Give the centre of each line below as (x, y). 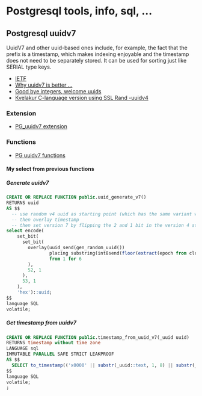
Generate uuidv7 (28, 182)
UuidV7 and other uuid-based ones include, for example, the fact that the (97, 48)
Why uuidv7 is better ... (44, 85)
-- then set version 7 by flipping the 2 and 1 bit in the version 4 (100, 225)
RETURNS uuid (23, 203)
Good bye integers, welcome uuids (58, 91)
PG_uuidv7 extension (41, 126)
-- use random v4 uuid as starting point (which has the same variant (102, 214)
